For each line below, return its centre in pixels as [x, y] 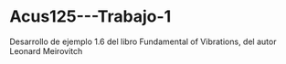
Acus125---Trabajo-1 [90, 17]
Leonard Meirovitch [46, 50]
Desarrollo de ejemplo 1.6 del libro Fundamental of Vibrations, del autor [143, 41]
